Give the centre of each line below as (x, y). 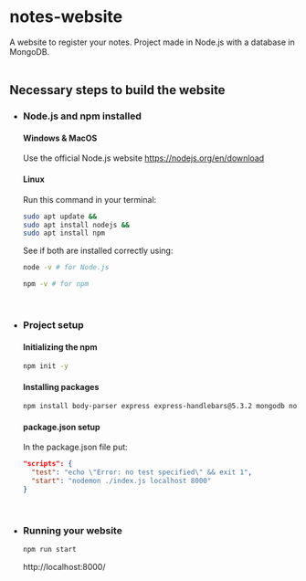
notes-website (66, 17)
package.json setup (61, 427)
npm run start (49, 550)
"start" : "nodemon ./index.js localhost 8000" (121, 481)
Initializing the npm (60, 347)
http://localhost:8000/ (64, 566)
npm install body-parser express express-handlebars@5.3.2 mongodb (153, 407)
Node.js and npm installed (82, 116)
